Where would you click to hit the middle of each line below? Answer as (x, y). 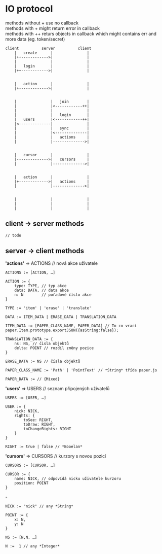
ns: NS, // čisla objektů (42, 343)
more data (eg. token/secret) (35, 39)
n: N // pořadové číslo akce (53, 295)
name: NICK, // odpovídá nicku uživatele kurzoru (68, 478)
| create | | (52, 53)
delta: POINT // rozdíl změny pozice (54, 348)
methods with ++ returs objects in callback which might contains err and (81, 33)
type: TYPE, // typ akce (40, 286)
